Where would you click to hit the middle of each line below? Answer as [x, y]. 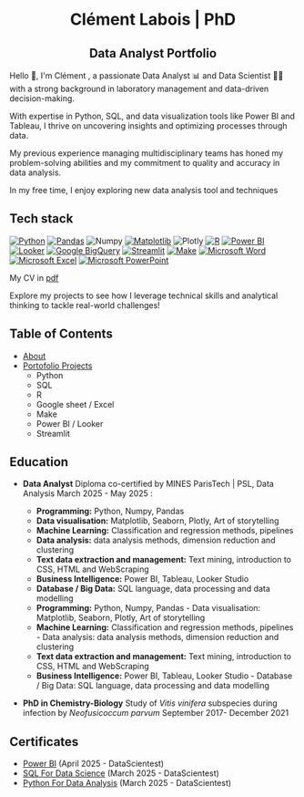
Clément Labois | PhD [153, 20]
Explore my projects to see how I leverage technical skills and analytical [144, 295]
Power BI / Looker [70, 423]
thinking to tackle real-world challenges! [85, 305]
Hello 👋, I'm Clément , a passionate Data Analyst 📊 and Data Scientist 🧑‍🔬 [147, 76]
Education [39, 462]
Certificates [44, 742]
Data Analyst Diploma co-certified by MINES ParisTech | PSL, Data [148, 484]
